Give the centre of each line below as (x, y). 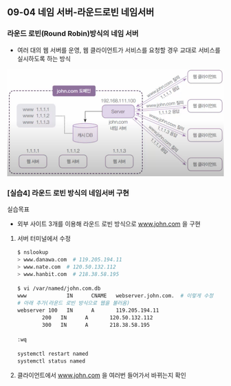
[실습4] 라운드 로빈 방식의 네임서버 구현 (68, 193)
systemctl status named (51, 361)
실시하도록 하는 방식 (44, 58)
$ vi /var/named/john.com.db (59, 289)
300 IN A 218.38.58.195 (96, 325)
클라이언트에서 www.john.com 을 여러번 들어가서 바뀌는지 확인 (102, 375)
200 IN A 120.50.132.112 (98, 318)
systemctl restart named (53, 354)
